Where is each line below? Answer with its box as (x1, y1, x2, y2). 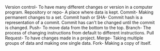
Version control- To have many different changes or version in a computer (5, 4, 153, 10)
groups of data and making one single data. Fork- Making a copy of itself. (5, 40, 152, 46)
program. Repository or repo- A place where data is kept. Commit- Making (5, 9, 154, 15)
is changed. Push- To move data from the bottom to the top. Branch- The (5, 25, 151, 31)
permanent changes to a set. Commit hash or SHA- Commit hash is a (5, 15, 143, 20)
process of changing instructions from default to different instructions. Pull (5, 30, 154, 35)
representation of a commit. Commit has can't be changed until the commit (5, 19, 155, 25)
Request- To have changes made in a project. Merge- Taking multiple (5, 35, 144, 41)
